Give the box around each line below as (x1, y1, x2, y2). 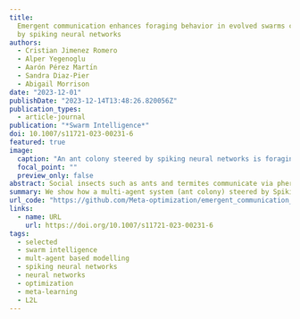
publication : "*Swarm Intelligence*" (9, 122, 150, 130)
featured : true (9, 138, 66, 147)
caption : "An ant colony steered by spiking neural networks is (17, 154, 262, 164)
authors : (9, 38, 42, 47)
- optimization (17, 279, 74, 288)
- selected (17, 238, 58, 247)
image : (9, 146, 34, 155)
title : (9, 13, 34, 22)
